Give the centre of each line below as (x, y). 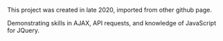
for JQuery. (24, 30)
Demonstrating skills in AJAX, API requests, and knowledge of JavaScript (112, 23)
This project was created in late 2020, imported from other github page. (110, 10)
